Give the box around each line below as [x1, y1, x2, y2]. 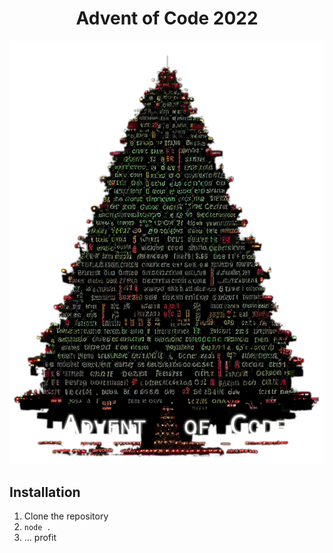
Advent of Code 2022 [75, 7, 259, 30]
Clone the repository [23, 510, 109, 522]
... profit [23, 532, 57, 544]
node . [23, 523, 52, 533]
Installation [9, 483, 81, 501]
